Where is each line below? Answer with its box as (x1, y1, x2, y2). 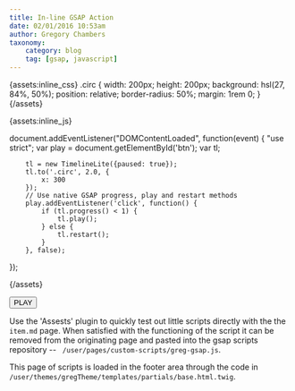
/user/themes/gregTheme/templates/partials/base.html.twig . (9, 371, 236, 381)
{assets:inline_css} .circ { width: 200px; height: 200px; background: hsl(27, (9, 80, 286, 89)
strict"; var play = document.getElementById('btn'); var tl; (9, 142, 221, 153)
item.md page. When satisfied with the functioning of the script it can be (9, 326, 274, 336)
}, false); (25, 246, 66, 255)
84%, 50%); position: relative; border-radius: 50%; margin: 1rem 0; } (9, 89, 261, 99)
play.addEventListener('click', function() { (25, 199, 198, 208)
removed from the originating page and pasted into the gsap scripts (9, 335, 258, 345)
